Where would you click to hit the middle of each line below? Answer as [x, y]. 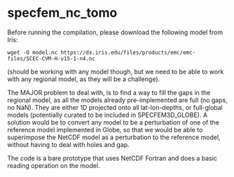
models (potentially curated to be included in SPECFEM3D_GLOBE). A [108, 115]
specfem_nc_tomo [62, 13]
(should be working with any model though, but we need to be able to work [116, 71]
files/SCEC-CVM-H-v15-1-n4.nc [51, 58]
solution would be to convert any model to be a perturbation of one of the [113, 122]
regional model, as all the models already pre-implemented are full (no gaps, [117, 100]
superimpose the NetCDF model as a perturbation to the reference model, [114, 137]
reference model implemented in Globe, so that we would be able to [105, 129]
